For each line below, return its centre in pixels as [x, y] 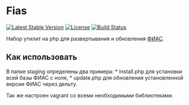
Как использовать [42, 57]
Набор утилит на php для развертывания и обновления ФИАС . [85, 38]
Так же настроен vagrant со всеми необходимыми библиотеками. [90, 95]
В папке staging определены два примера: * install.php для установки [94, 71]
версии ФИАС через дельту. [42, 84]
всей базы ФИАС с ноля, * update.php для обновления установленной [95, 77]
